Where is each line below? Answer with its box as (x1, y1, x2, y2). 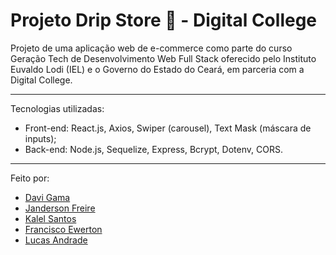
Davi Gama (24, 191, 71, 203)
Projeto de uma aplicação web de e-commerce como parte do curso (10, 42, 293, 54)
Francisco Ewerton (24, 223, 103, 235)
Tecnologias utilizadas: (10, 102, 105, 114)
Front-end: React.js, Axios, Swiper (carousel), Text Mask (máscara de (24, 122, 312, 134)
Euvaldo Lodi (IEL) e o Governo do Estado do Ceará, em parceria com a (10, 63, 305, 75)
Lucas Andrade (24, 234, 88, 246)
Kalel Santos (24, 212, 77, 224)
